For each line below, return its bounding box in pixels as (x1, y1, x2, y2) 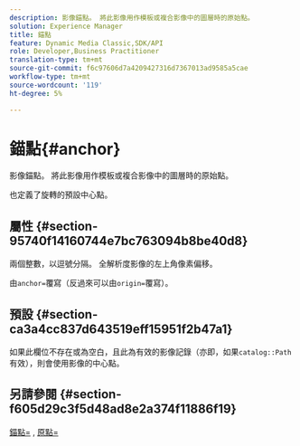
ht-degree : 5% (9, 89, 63, 98)
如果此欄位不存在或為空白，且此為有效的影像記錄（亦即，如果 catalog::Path (9, 346, 292, 357)
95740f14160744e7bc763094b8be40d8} (9, 232, 248, 249)
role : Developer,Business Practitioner (9, 47, 160, 56)
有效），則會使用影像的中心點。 (9, 358, 125, 369)
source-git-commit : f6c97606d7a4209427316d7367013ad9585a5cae (9, 64, 248, 73)
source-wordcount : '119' (9, 81, 103, 90)
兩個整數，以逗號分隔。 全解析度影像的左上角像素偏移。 (9, 259, 218, 270)
